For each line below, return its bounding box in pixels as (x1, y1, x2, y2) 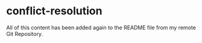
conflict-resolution (6, 4, 103, 18)
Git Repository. (6, 30, 43, 37)
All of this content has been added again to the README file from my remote (6, 24, 196, 31)
